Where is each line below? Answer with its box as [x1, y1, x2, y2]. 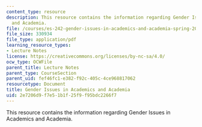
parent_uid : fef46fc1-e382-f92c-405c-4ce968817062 [6, 75, 136, 81]
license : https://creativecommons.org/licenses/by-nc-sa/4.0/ [6, 53, 165, 59]
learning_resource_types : [6, 43, 71, 49]
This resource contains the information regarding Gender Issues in [6, 108, 171, 116]
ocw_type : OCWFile [6, 59, 52, 65]
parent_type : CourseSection [6, 70, 77, 76]
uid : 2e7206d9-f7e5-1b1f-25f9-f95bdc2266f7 [6, 92, 117, 98]
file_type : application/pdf [6, 37, 77, 43]
